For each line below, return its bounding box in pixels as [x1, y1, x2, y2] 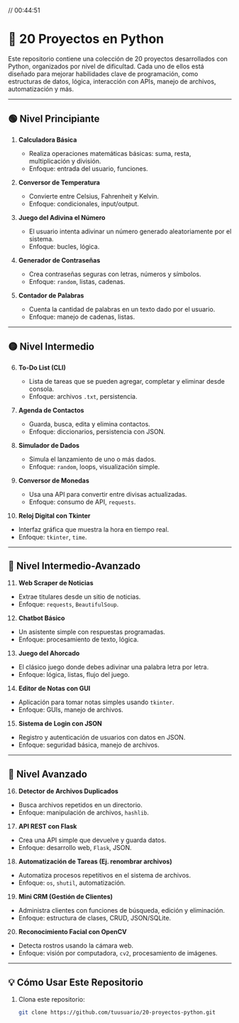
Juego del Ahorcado [18, 649, 80, 658]
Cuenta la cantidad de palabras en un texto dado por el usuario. [28, 305, 216, 313]
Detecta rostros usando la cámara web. [18, 941, 134, 950]
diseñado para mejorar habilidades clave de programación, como [8, 69, 199, 78]
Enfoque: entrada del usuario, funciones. [28, 164, 148, 173]
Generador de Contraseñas [18, 256, 101, 264]
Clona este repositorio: [18, 995, 85, 1003]
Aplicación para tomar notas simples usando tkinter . [18, 698, 174, 707]
